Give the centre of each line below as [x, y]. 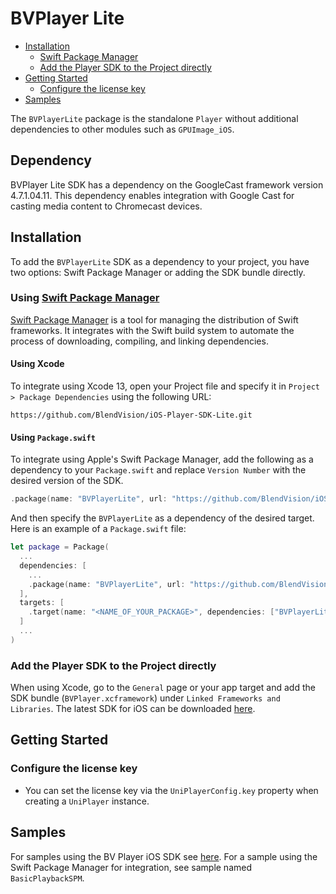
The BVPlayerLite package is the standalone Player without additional [154, 118]
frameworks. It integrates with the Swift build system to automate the [152, 330]
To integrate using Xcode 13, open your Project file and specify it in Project [165, 386]
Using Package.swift [53, 437]
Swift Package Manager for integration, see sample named [131, 867]
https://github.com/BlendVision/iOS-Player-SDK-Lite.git [131, 415]
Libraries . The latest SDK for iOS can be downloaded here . [133, 709]
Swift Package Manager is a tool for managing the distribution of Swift [154, 319]
